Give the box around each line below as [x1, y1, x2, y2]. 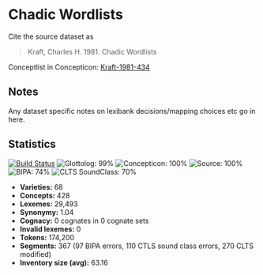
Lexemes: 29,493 [19, 199, 78, 209]
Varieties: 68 [19, 182, 63, 191]
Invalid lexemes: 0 [19, 224, 81, 234]
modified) [19, 249, 51, 258]
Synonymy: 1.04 [19, 207, 74, 217]
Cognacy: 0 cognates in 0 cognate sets [19, 216, 149, 225]
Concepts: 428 [19, 190, 70, 200]
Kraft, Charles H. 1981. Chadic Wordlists [27, 47, 157, 56]
